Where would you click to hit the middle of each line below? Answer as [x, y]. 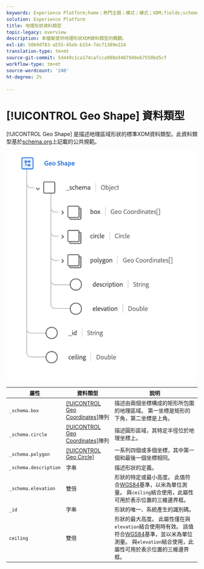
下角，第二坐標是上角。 [144, 418]
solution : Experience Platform [46, 19]
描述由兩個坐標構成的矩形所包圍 [155, 403]
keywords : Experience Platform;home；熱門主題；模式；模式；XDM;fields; [95, 13]
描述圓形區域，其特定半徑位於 [152, 430]
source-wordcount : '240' [38, 71]
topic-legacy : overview [36, 32]
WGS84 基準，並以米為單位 [159, 534]
